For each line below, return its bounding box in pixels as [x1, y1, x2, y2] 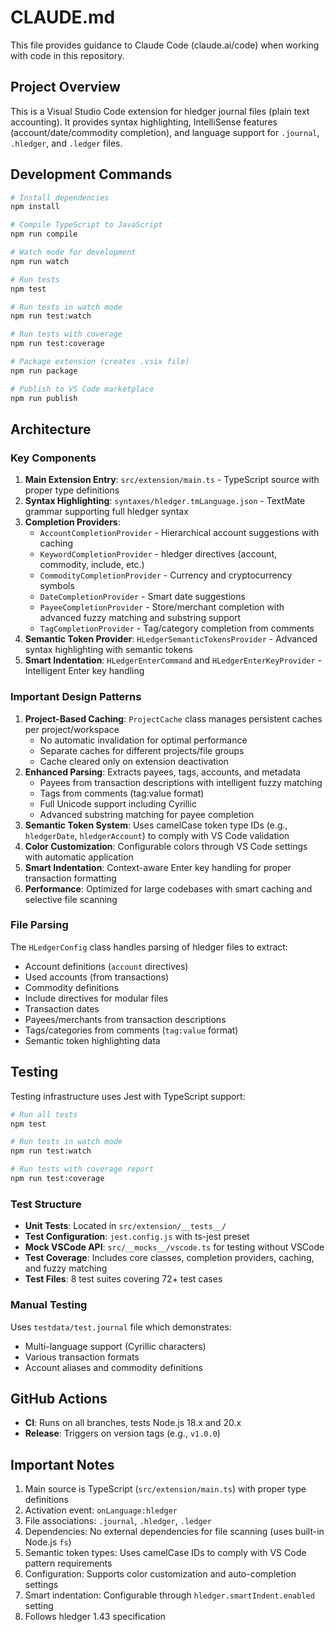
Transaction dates [24, 1002, 100, 1015]
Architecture [10, 421, 92, 438]
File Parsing [10, 918, 69, 932]
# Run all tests [10, 1109, 78, 1120]
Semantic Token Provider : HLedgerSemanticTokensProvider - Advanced [24, 633, 318, 645]
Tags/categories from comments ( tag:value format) [24, 1024, 239, 1036]
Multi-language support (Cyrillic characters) [24, 1340, 207, 1352]
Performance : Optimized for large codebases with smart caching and [24, 882, 313, 895]
